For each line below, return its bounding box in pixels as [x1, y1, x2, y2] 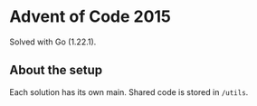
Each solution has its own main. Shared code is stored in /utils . [9, 86, 249, 97]
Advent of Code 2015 [9, 6, 172, 27]
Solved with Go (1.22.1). [9, 36, 97, 47]
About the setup [9, 63, 103, 78]
